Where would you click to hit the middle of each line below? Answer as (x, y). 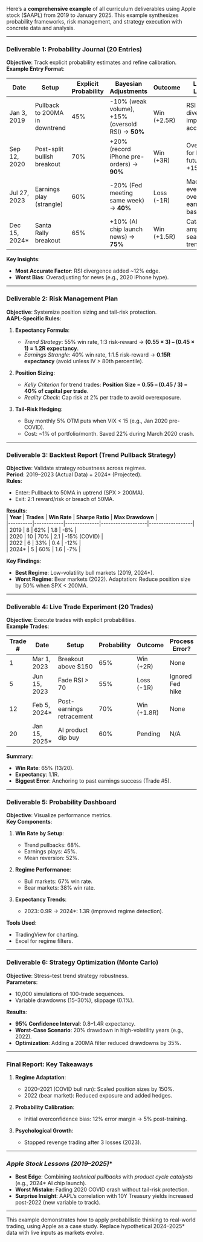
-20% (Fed (126, 186)
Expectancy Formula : (42, 330)
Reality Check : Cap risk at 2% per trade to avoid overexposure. (102, 397)
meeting (121, 193)
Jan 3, (18, 113)
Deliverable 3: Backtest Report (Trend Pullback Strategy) (91, 454)
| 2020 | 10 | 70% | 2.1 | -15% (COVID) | (55, 536)
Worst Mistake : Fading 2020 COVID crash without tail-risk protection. (102, 1189)
